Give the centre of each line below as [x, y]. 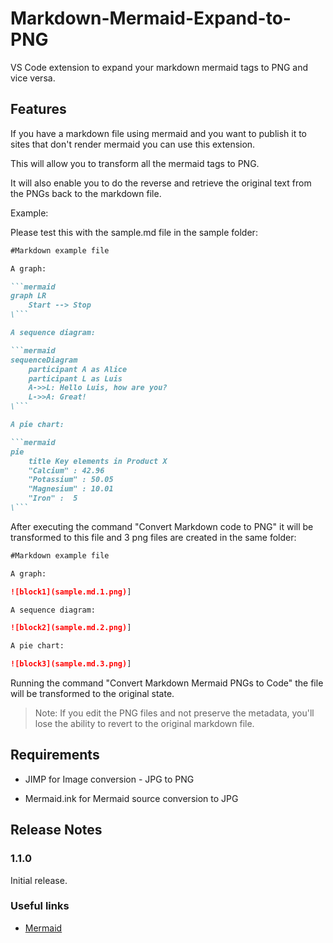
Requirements [55, 755]
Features [38, 109]
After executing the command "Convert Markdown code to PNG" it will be [162, 526]
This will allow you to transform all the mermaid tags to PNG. [135, 163]
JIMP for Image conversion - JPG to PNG [109, 779]
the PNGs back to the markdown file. [86, 193]
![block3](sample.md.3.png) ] [71, 664]
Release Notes [56, 830]
